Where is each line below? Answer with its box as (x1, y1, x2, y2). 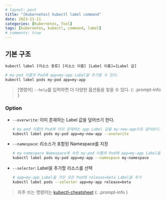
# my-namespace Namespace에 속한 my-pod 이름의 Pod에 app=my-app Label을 (12, 151, 161, 156)
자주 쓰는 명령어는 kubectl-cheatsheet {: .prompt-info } (17, 189, 128, 195)
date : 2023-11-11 (5, 16, 41, 21)
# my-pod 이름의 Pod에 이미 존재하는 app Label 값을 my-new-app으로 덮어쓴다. (12, 126, 161, 132)
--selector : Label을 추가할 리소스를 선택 (12, 165, 93, 171)
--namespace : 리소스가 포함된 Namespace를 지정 (12, 141, 109, 147)
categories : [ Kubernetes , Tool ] (5, 21, 72, 26)
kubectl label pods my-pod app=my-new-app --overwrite (12, 131, 129, 136)
